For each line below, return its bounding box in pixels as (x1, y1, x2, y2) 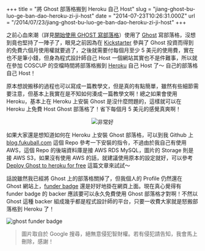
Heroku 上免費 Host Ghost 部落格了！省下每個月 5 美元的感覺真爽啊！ (6, 106, 181, 112)
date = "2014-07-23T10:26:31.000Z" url (95, 12, 195, 20)
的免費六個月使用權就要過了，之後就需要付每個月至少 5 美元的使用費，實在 (6, 46, 195, 54)
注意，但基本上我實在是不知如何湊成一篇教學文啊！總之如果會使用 (11, 90, 178, 97)
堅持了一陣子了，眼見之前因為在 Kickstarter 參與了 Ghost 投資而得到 (22, 39, 194, 46)
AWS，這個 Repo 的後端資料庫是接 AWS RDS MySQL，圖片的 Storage (6, 147, 182, 154)
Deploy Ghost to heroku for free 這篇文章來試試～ (6, 162, 131, 169)
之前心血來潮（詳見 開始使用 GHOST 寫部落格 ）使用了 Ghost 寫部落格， (6, 31, 185, 38)
